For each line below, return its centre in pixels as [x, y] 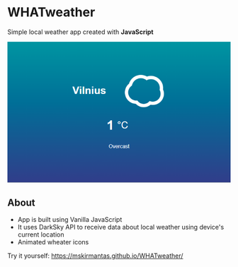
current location [41, 235]
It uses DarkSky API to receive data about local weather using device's [121, 227]
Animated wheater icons [53, 242]
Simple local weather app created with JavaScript [80, 32]
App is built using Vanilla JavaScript [70, 219]
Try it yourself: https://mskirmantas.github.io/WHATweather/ [95, 256]
